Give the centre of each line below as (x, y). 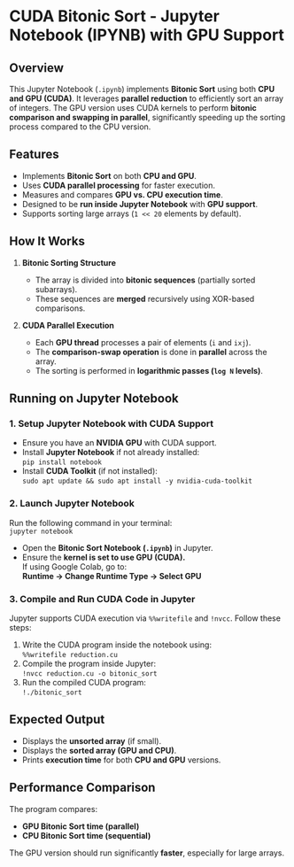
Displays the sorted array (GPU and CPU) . (99, 750)
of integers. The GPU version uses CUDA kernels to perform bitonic (133, 108)
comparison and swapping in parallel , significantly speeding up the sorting (147, 117)
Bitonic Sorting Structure (69, 262)
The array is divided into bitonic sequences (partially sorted (145, 280)
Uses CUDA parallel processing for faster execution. (118, 185)
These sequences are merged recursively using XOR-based (145, 298)
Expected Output (57, 720)
